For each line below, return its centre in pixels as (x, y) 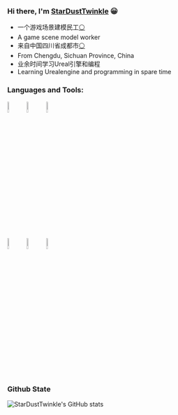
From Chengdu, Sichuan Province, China (76, 56)
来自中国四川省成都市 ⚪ (51, 45)
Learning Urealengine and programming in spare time (94, 72)
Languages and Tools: (45, 90)
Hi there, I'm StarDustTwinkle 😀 (63, 11)
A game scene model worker (59, 37)
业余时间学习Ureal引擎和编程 (59, 64)
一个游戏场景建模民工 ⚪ (51, 27)
